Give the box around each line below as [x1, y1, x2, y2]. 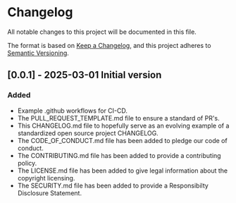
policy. [17, 159, 37, 167]
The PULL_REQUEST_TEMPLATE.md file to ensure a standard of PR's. [17, 113, 220, 122]
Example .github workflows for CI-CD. [17, 106, 128, 115]
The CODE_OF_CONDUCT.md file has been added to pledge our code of [17, 136, 228, 144]
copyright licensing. [17, 173, 75, 182]
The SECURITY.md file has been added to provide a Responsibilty [17, 181, 209, 190]
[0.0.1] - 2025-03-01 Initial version [7, 69, 162, 81]
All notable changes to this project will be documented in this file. [7, 27, 197, 36]
